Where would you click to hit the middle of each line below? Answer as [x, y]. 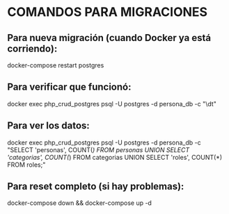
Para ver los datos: [49, 126]
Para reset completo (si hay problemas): [96, 187]
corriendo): [32, 48]
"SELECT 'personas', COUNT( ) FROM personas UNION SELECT [98, 149]
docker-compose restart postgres [56, 65]
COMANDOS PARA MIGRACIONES [107, 12]
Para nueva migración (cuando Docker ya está [109, 38]
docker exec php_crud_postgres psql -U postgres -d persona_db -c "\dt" [112, 104]
